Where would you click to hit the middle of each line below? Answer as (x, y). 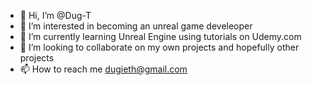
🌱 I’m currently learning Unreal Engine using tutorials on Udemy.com (160, 36)
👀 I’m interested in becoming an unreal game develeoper (136, 26)
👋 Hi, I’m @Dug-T (55, 15)
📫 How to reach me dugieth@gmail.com (103, 69)
